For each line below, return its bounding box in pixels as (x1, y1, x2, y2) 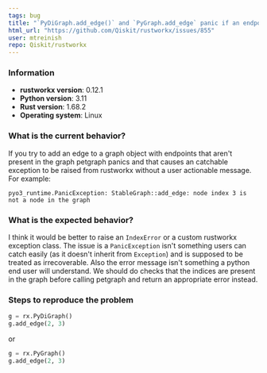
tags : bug (8, 11, 41, 20)
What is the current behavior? (8, 130, 126, 141)
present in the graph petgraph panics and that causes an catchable (8, 156, 229, 167)
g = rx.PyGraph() (8, 350, 66, 358)
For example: (8, 174, 52, 183)
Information (8, 67, 55, 79)
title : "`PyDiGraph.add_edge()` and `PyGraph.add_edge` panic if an (8, 19, 240, 27)
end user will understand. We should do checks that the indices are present (8, 267, 256, 276)
